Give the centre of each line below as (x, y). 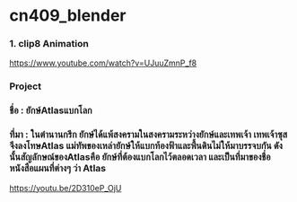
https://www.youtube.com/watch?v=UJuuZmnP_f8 (103, 63)
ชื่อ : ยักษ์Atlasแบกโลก (51, 110)
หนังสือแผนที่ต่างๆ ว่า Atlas (57, 169)
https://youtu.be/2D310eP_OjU (66, 188)
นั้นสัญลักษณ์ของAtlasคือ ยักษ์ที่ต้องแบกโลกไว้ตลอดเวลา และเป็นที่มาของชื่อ (140, 157)
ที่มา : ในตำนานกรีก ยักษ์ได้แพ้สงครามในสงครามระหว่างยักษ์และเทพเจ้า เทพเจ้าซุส (148, 135)
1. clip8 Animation (49, 44)
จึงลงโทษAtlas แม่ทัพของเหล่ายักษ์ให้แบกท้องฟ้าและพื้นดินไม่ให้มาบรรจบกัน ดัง (146, 146)
